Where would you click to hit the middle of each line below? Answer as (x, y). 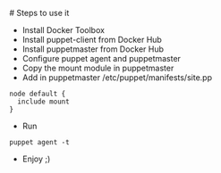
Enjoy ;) (36, 159)
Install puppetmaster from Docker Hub (93, 49)
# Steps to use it (39, 13)
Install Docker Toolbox (64, 30)
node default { (38, 94)
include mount (43, 102)
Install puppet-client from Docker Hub (92, 40)
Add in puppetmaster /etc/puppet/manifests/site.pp (117, 78)
